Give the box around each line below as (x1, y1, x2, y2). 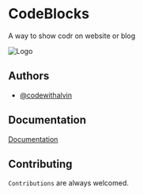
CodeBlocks (8, 5, 89, 23)
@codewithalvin (19, 90, 73, 100)
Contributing (8, 157, 73, 170)
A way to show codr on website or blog (8, 31, 136, 40)
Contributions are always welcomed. (8, 178, 129, 188)
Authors (8, 69, 50, 83)
